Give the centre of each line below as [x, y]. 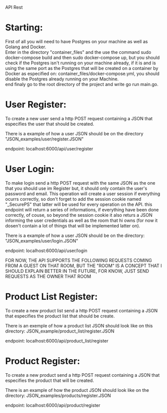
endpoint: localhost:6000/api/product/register [53, 405]
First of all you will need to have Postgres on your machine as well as [77, 41]
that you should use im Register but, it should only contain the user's [76, 188]
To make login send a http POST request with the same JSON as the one [80, 183]
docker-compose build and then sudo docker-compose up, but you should [82, 57]
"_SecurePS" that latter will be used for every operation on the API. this [79, 204]
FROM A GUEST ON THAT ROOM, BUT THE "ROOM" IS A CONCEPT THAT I [83, 266]
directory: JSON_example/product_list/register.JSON [60, 331]
